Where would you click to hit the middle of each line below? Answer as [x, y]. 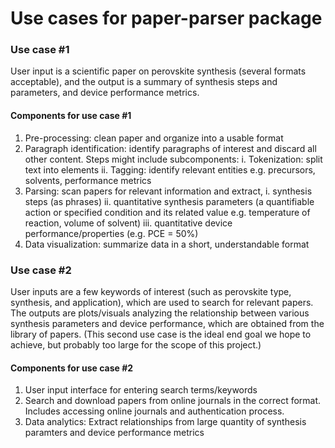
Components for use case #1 [71, 116]
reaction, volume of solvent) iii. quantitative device [128, 223]
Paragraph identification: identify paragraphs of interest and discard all [170, 148]
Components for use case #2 [72, 368]
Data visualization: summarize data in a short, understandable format [167, 244]
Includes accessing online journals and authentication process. [154, 411]
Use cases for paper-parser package [166, 18]
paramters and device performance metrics [114, 433]
